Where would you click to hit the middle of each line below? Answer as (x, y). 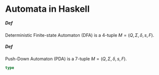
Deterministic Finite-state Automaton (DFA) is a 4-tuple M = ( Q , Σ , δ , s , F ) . (80, 35)
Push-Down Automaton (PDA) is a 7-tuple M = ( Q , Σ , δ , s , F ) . (66, 59)
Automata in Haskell (48, 9)
